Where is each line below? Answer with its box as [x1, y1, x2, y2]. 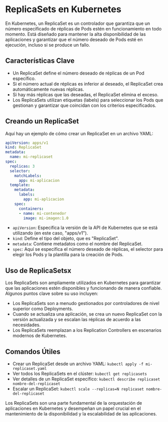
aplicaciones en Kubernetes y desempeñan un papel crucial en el [5, 405, 141, 411]
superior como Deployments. [12, 305, 73, 312]
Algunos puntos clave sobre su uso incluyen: [5, 290, 98, 297]
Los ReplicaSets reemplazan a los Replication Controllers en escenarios [12, 327, 161, 333]
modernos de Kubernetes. [12, 333, 67, 339]
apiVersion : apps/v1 [5, 140, 49, 145]
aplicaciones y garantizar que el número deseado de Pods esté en [5, 36, 143, 43]
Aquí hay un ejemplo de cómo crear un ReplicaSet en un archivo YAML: [5, 130, 153, 136]
